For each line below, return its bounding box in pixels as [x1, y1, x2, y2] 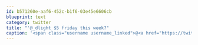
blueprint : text [6, 14, 46, 20]
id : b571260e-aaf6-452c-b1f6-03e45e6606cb [6, 8, 112, 15]
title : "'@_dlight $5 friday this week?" [6, 25, 110, 31]
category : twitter [6, 19, 51, 25]
